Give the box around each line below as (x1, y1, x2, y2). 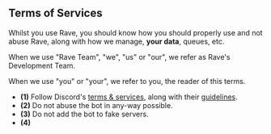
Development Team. (8, 61, 75, 70)
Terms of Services (8, 6, 103, 20)
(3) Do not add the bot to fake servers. (19, 109, 149, 119)
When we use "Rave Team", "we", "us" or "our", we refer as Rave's (8, 52, 231, 61)
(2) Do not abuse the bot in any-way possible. (19, 100, 173, 110)
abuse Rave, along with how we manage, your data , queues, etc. (8, 36, 225, 46)
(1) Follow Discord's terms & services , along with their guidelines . (19, 92, 238, 102)
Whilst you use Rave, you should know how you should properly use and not (8, 27, 263, 37)
